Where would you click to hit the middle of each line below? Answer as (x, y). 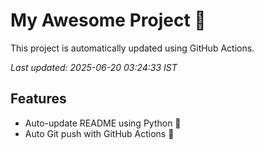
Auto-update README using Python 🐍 (103, 123)
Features (38, 99)
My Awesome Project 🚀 (108, 20)
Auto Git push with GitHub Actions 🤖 (99, 133)
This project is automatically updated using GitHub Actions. (132, 48)
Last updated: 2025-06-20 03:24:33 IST (94, 67)
